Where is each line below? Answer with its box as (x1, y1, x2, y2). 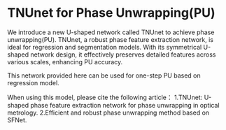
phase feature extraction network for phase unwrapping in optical (30, 101, 220, 109)
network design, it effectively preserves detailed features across (30, 50, 216, 59)
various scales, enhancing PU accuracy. (7, 57, 123, 66)
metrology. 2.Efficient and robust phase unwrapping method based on (7, 108, 210, 117)
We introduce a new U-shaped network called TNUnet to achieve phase (7, 28, 215, 36)
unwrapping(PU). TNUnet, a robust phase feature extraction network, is (7, 35, 213, 43)
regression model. (7, 78, 59, 87)
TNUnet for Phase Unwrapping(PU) (7, 5, 216, 21)
